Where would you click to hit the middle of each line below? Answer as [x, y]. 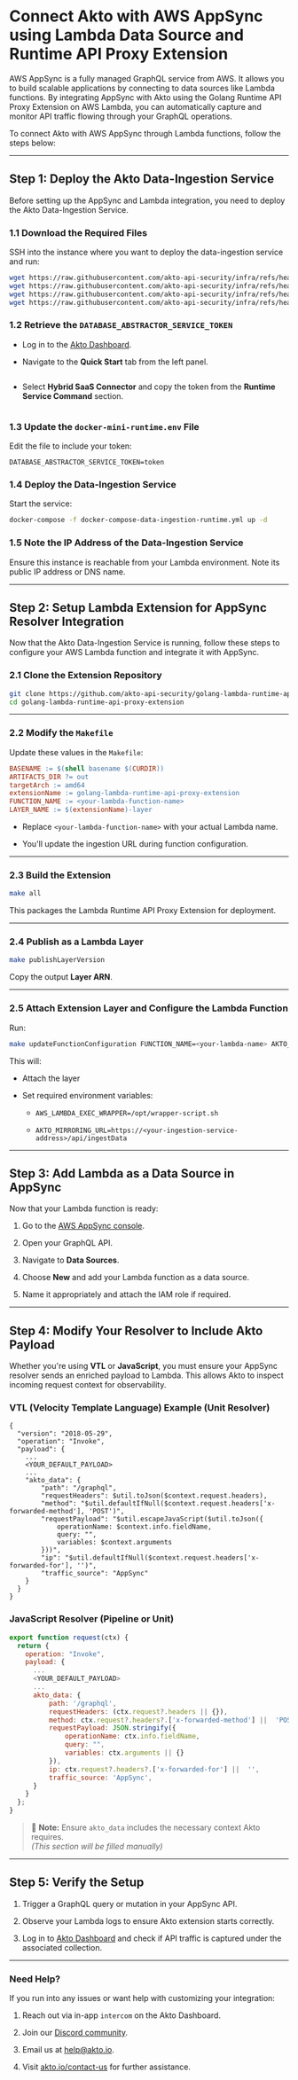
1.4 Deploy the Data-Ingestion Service [93, 485]
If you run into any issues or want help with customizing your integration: [142, 1998]
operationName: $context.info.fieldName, [134, 1527]
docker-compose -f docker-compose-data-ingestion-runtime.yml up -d [138, 520]
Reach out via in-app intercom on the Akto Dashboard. [122, 2015]
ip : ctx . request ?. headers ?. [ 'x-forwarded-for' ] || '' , [154, 1769]
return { [33, 1646]
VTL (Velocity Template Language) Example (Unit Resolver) [140, 1408]
